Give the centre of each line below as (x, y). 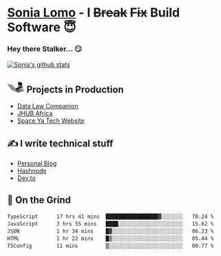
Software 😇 (42, 27)
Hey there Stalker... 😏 (45, 49)
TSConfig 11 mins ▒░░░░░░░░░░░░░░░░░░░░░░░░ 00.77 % (110, 246)
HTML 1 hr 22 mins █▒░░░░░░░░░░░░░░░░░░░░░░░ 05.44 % (110, 238)
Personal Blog (37, 164)
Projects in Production (75, 89)
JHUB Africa (35, 114)
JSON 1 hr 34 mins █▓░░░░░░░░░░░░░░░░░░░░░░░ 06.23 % (110, 231)
